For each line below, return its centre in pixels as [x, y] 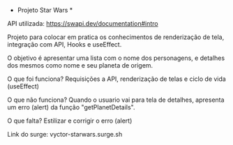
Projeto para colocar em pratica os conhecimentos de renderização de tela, [116, 37]
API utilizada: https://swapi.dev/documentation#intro [83, 23]
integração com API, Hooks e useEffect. [65, 44]
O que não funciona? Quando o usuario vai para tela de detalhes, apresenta [116, 100]
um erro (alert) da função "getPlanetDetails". [71, 107]
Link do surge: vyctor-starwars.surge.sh [65, 134]
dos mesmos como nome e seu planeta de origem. [80, 65]
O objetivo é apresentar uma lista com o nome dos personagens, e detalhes [116, 58]
